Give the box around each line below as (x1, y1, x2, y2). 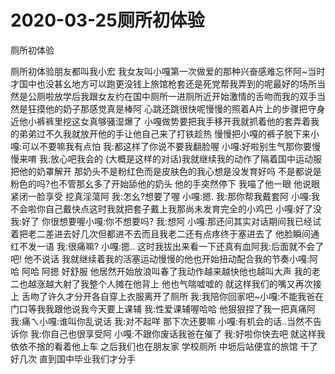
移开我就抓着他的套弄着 (213, 115, 311, 127)
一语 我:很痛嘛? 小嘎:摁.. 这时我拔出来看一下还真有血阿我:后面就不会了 (36, 240, 325, 252)
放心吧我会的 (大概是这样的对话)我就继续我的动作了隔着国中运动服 (49, 152, 323, 165)
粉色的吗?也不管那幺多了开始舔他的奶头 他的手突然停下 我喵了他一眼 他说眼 (10, 177, 320, 190)
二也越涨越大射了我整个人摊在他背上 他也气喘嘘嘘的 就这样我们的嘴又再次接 (10, 277, 322, 290)
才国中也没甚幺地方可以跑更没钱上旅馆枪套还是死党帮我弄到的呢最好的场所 (10, 77, 317, 90)
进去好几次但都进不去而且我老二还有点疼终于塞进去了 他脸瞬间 (53, 227, 311, 240)
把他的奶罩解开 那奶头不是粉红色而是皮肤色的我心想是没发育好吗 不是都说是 (10, 165, 322, 177)
